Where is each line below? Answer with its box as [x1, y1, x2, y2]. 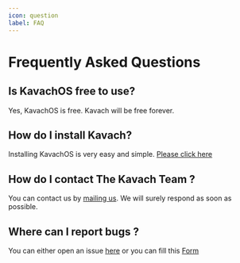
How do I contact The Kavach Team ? [8, 172, 196, 186]
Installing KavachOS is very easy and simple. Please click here [8, 150, 213, 159]
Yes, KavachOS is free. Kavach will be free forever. [8, 105, 175, 115]
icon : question [8, 11, 59, 20]
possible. [8, 202, 38, 212]
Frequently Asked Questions [8, 53, 201, 71]
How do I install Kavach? [8, 128, 133, 142]
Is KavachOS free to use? [8, 85, 136, 98]
